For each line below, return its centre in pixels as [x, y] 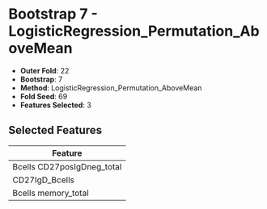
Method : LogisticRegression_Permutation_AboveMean [111, 88]
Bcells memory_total [51, 193]
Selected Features [55, 130]
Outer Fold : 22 [44, 70]
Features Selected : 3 [55, 105]
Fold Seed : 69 [44, 96]
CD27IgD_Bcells [43, 180]
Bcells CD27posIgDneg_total [67, 166]
